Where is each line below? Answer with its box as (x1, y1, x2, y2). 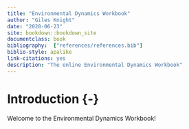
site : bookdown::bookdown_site (7, 29, 97, 37)
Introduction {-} (7, 91, 100, 107)
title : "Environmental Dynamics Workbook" (7, 10, 131, 17)
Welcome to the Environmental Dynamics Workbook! (7, 114, 156, 122)
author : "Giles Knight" (7, 17, 76, 23)
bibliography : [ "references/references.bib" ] (7, 42, 143, 49)
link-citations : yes (7, 55, 67, 62)
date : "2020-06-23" (7, 23, 63, 30)
